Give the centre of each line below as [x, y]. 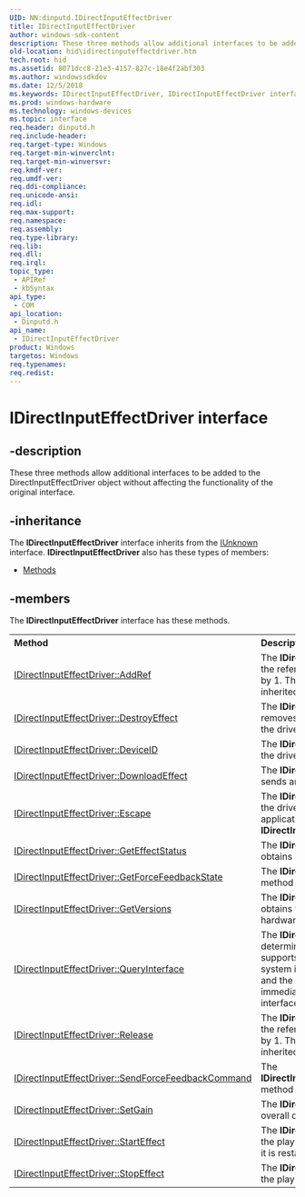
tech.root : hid [38, 60]
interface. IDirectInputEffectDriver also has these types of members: [139, 553]
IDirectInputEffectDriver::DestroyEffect [96, 718]
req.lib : [26, 246]
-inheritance [45, 520]
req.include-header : [49, 136]
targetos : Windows [44, 355]
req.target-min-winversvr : [60, 161]
